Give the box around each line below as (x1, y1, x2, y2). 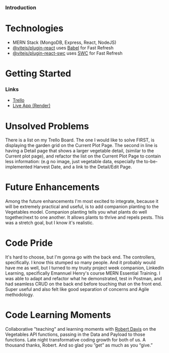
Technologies (5, 23, 64, 34)
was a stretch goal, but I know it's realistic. (5, 220, 94, 226)
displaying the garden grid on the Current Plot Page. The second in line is (5, 142, 158, 148)
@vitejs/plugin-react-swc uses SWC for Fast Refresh (12, 50, 123, 56)
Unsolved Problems (5, 120, 89, 132)
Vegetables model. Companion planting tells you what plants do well (5, 209, 147, 215)
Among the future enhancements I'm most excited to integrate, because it (5, 198, 159, 205)
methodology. (5, 292, 34, 298)
